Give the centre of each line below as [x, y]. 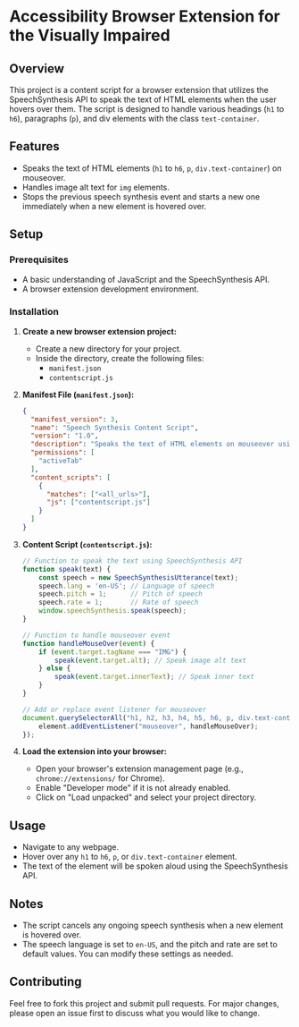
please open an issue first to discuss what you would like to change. [135, 1013]
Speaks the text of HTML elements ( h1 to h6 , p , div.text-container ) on [152, 168]
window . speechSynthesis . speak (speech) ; [113, 611]
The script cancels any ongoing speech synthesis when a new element [153, 925]
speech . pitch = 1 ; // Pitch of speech [121, 594]
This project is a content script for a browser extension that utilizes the [139, 90]
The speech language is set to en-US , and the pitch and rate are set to [150, 945]
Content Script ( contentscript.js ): [87, 544]
